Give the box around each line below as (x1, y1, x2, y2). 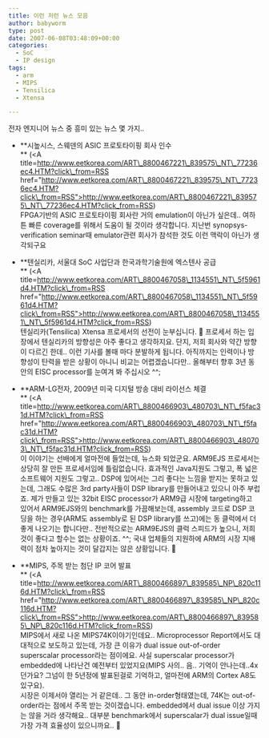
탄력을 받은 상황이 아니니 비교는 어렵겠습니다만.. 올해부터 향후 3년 (41, 357, 247, 367)
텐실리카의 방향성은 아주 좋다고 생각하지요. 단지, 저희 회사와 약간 (41, 337, 243, 347)
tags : (8, 64, 26, 72)
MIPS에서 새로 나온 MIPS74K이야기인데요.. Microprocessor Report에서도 (19, 631, 253, 640)
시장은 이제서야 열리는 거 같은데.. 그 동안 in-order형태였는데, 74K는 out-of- (19, 691, 256, 700)
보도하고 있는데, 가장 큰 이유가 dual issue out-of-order (47, 640, 221, 650)
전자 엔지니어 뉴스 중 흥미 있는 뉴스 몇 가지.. (8, 123, 145, 133)
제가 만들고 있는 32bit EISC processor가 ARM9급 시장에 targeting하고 (30, 494, 253, 503)
